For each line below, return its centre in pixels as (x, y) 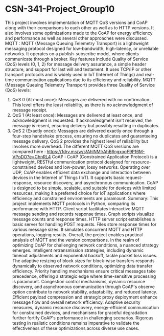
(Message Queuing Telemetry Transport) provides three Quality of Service (80, 85)
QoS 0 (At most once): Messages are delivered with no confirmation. (81, 99)
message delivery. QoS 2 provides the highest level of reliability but (80, 141)
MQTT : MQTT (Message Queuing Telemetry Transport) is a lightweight (77, 43)
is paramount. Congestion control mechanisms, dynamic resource (79, 281)
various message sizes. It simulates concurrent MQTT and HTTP (77, 229)
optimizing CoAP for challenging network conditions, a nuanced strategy (85, 245)
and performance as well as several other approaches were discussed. (77, 38)
